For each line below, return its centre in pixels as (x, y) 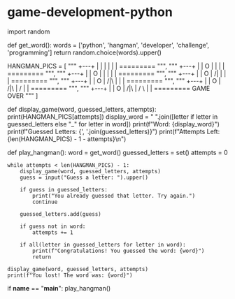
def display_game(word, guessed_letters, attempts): (82, 109)
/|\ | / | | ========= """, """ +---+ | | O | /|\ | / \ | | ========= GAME (109, 88)
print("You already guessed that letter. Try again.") (114, 196)
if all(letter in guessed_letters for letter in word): (103, 245)
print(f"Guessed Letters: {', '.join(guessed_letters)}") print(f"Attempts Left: (114, 131)
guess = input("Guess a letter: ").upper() (84, 177)
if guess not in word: (53, 226)
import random (29, 31)
